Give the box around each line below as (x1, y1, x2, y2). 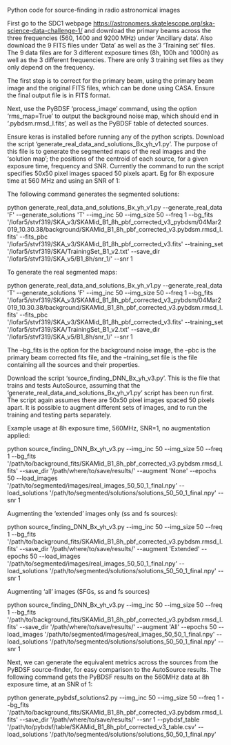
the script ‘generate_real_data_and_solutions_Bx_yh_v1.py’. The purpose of (7, 140, 219, 148)
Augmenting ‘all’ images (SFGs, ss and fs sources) (7, 588, 150, 595)
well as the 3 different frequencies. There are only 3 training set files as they (7, 56, 224, 64)
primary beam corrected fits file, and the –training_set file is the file (7, 353, 198, 361)
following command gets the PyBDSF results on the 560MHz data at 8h (7, 673, 210, 681)
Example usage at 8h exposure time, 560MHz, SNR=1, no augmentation (7, 424, 210, 432)
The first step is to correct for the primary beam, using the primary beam (7, 77, 214, 85)
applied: (7, 431, 30, 439)
